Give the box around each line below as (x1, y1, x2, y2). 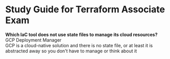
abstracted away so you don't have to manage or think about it (5, 48, 137, 54)
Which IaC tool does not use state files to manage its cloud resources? (5, 31, 158, 37)
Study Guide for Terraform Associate (5, 4, 165, 15)
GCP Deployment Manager (5, 37, 62, 43)
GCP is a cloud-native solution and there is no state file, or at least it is (5, 42, 153, 48)
